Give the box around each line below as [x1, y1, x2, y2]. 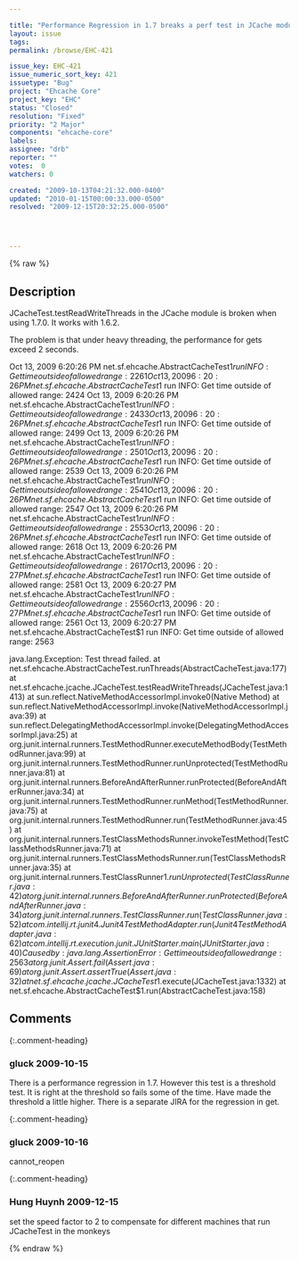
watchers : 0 [9, 170, 53, 178]
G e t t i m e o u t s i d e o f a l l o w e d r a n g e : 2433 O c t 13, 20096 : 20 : [9, 408, 221, 419]
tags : [9, 37, 29, 46]
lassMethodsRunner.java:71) [9, 842, 112, 853]
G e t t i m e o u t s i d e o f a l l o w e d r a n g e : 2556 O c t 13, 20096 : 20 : [9, 598, 220, 609]
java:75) [9, 805, 38, 816]
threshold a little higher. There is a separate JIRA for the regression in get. [9, 1097, 280, 1108]
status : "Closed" [9, 104, 74, 112]
